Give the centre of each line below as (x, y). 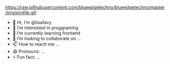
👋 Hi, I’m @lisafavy (32, 22)
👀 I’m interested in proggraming (45, 28)
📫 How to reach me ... (36, 44)
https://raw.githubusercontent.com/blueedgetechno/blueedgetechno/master (85, 7)
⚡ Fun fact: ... (26, 57)
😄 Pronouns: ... (29, 51)
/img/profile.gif (21, 13)
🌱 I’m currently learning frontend (47, 33)
